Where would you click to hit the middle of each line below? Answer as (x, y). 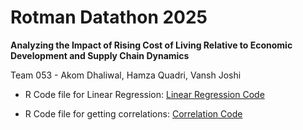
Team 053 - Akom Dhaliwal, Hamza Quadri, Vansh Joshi (126, 75)
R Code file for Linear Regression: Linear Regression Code (144, 94)
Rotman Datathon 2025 (109, 17)
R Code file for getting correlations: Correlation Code (133, 113)
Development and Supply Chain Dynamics (100, 55)
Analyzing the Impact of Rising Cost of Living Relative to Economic (151, 45)
